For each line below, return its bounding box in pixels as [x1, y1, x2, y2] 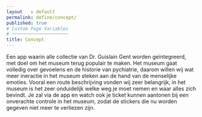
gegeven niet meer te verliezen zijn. [6, 104, 95, 111]
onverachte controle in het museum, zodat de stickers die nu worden [6, 98, 177, 105]
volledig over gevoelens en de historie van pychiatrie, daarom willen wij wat [6, 66, 194, 73]
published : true [6, 20, 47, 26]
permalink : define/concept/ [6, 14, 77, 20]
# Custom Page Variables [6, 25, 69, 32]
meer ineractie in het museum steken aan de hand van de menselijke [6, 73, 177, 79]
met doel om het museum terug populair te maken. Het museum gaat [6, 59, 177, 67]
